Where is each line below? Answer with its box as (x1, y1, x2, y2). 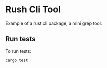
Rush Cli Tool (5, 4, 61, 15)
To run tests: (5, 48, 31, 54)
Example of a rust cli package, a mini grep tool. (5, 20, 102, 26)
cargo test (5, 58, 28, 63)
